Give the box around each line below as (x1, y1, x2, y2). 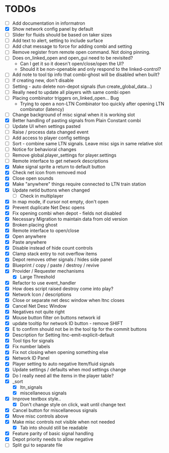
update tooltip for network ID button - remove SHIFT (12, 320, 123, 326)
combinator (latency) (20, 106, 65, 112)
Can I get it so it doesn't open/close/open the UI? (20, 61, 124, 67)
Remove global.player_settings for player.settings (12, 152, 117, 158)
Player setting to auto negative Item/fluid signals (12, 361, 115, 367)
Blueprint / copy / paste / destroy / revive (12, 262, 100, 269)
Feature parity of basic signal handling (12, 430, 93, 437)
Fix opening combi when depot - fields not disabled (12, 210, 122, 216)
